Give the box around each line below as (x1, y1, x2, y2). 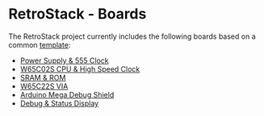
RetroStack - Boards (8, 5, 147, 23)
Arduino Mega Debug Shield (19, 89, 115, 99)
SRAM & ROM (19, 72, 66, 82)
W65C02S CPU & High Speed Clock (19, 64, 140, 73)
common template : (8, 39, 71, 49)
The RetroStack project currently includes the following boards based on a (8, 31, 256, 41)
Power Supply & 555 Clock (19, 56, 109, 65)
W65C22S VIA (19, 81, 69, 91)
